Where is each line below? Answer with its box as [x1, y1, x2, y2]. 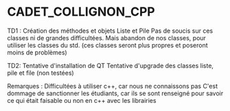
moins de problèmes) [7, 48, 67, 57]
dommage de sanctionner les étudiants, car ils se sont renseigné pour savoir [7, 89, 224, 97]
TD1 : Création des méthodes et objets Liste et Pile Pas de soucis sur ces [7, 27, 214, 35]
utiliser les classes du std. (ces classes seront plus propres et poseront [7, 41, 208, 49]
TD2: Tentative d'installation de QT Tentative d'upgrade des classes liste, [7, 61, 214, 69]
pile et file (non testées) [7, 69, 74, 77]
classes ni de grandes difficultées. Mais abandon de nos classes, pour [7, 33, 206, 42]
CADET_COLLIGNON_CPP [7, 4, 156, 20]
